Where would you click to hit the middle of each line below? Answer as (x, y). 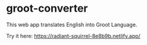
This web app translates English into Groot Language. (72, 25)
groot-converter (47, 8)
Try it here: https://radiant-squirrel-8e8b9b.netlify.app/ (73, 36)
